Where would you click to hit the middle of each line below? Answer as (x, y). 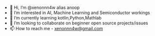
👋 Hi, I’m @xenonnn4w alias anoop (45, 8)
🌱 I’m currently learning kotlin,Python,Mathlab (56, 18)
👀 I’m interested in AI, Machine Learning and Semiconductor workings (80, 13)
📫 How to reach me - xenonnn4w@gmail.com (56, 28)
